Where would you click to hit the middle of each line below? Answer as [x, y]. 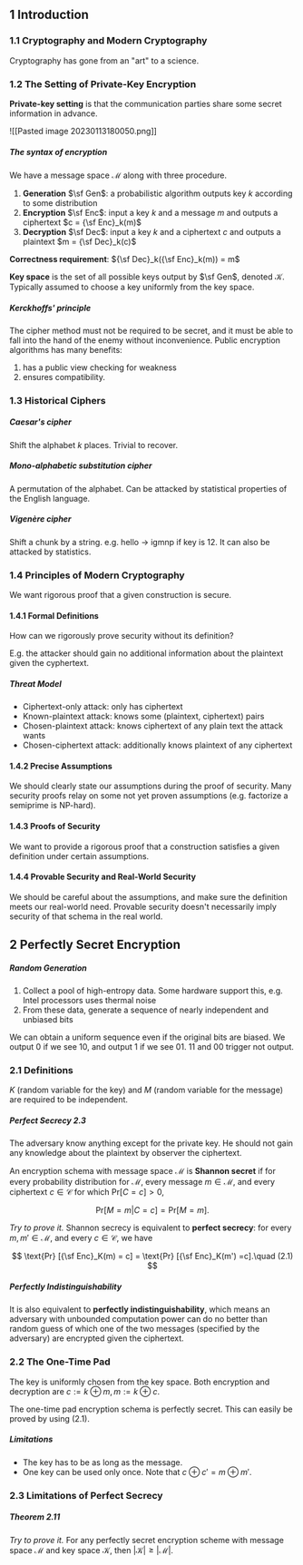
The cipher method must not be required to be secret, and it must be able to [151, 330]
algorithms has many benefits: [66, 349]
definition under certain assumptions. [79, 856]
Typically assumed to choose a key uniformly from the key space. [132, 287]
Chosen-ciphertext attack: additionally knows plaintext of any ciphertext [157, 745]
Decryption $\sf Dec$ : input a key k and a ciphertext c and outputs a [151, 231]
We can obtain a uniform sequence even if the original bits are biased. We [147, 1037]
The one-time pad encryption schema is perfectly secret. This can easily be [151, 1409]
